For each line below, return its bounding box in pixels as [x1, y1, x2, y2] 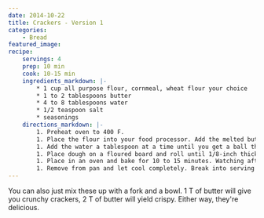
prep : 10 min [22, 63, 65, 71]
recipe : [8, 48, 34, 56]
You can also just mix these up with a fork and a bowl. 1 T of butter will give [8, 186, 251, 195]
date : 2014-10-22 [8, 11, 65, 20]
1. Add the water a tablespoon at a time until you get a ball [36, 143, 247, 151]
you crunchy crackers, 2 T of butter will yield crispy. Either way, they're [8, 194, 239, 204]
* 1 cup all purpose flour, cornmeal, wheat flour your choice [36, 84, 247, 93]
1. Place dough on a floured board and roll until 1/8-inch [36, 150, 237, 158]
